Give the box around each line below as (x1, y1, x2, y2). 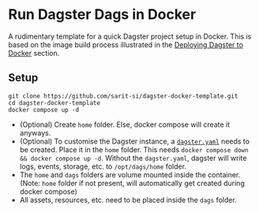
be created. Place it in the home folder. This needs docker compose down (19, 144, 249, 154)
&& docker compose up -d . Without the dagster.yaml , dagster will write (19, 153, 247, 162)
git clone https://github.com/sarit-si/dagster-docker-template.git (8, 92, 238, 100)
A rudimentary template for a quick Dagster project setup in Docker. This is (8, 32, 252, 41)
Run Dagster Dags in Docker (8, 6, 197, 24)
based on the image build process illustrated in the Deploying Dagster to (8, 39, 243, 49)
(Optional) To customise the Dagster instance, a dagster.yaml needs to (19, 136, 250, 146)
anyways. (19, 128, 51, 137)
